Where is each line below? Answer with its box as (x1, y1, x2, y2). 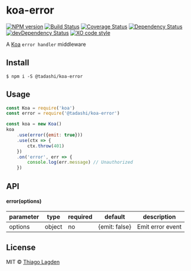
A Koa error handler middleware (6, 41, 87, 48)
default (104, 213, 126, 221)
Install (6, 58, 29, 68)
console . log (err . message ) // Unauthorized (27, 160, 133, 166)
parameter (9, 213, 39, 221)
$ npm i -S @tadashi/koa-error (6, 73, 83, 80)
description (143, 213, 176, 221)
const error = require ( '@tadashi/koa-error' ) (6, 110, 120, 117)
